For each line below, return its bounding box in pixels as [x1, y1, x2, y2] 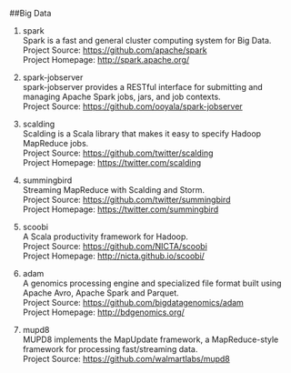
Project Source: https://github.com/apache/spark [22, 45, 207, 55]
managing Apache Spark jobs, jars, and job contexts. [22, 91, 221, 102]
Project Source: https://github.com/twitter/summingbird [22, 195, 231, 205]
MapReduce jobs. [22, 138, 89, 148]
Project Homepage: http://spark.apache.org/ [22, 55, 190, 65]
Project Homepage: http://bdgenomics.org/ [22, 307, 185, 318]
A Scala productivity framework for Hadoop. [22, 231, 189, 242]
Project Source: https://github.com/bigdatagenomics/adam [22, 297, 244, 307]
